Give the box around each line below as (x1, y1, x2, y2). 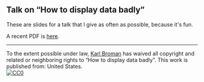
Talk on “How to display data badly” (6, 5, 145, 15)
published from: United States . (6, 63, 83, 70)
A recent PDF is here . (6, 33, 59, 40)
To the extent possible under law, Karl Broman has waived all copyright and (6, 49, 195, 57)
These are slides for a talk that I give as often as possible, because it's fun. (6, 20, 193, 28)
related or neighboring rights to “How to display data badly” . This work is (6, 56, 188, 63)
